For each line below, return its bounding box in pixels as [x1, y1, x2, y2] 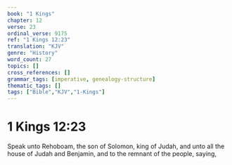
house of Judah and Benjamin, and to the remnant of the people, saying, [7, 150, 217, 158]
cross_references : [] [7, 69, 71, 76]
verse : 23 [7, 23, 37, 30]
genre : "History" [7, 50, 58, 57]
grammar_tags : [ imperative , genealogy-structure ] [7, 75, 156, 83]
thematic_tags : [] [7, 82, 61, 89]
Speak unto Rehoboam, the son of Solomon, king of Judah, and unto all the [7, 142, 225, 151]
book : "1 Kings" [7, 10, 55, 18]
